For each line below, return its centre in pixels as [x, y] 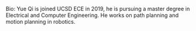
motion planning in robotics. [41, 22]
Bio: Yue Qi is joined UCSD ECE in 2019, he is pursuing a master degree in [98, 9]
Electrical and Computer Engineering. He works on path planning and [92, 15]
